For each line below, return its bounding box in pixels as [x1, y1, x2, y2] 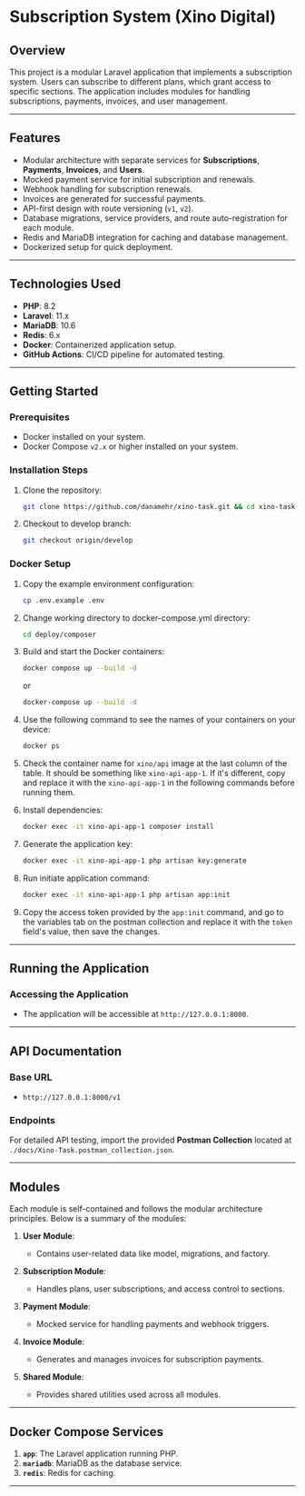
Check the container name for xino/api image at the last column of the [22, 758, 288, 769]
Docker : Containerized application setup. [22, 339, 177, 350]
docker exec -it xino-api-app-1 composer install [22, 823, 215, 832]
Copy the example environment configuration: [22, 578, 195, 589]
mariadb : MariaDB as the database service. [22, 1457, 182, 1469]
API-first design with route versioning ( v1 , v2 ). [22, 203, 194, 214]
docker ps [22, 742, 61, 751]
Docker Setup [9, 557, 71, 570]
